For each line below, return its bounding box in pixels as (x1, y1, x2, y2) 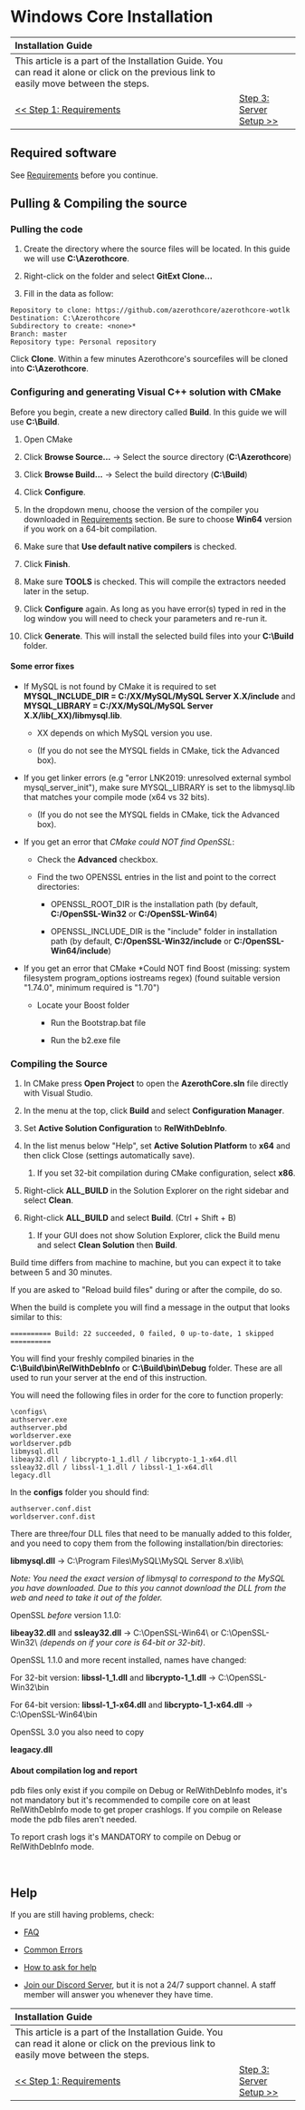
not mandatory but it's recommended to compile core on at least (10, 1794, 251, 1806)
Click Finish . (23, 558, 71, 569)
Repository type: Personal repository (10, 337, 157, 347)
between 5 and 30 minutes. (10, 1267, 112, 1278)
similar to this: (10, 1312, 62, 1323)
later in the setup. (23, 585, 90, 596)
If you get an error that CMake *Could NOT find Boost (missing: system (23, 962, 291, 973)
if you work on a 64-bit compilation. (23, 523, 157, 534)
